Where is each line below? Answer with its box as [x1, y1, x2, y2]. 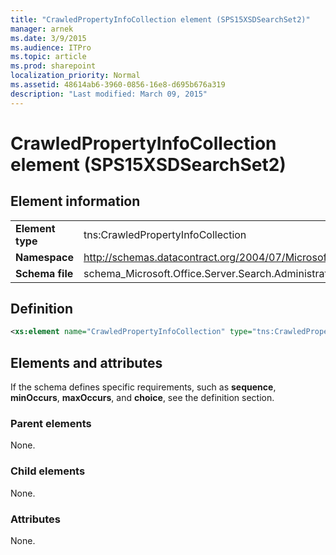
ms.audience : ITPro [10, 42, 92, 53]
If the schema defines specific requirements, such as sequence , [10, 381, 277, 393]
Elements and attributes [10, 354, 163, 371]
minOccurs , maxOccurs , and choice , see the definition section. [10, 392, 275, 404]
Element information [10, 193, 141, 210]
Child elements [10, 464, 86, 478]
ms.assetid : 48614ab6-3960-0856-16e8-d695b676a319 [10, 80, 226, 90]
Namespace [15, 250, 75, 264]
